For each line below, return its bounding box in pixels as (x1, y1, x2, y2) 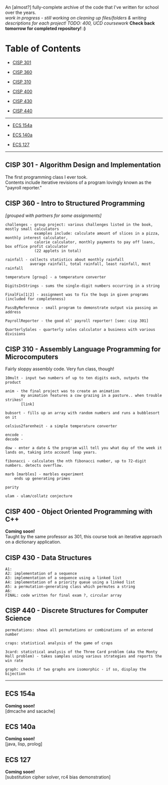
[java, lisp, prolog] (5, 741, 42, 747)
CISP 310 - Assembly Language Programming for (5, 345, 161, 353)
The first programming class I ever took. (5, 174, 88, 180)
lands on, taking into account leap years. (5, 450, 97, 455)
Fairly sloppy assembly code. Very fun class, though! (5, 366, 114, 372)
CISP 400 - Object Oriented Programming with (5, 507, 152, 516)
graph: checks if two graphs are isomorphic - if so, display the (5, 667, 146, 672)
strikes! (5, 397, 23, 403)
